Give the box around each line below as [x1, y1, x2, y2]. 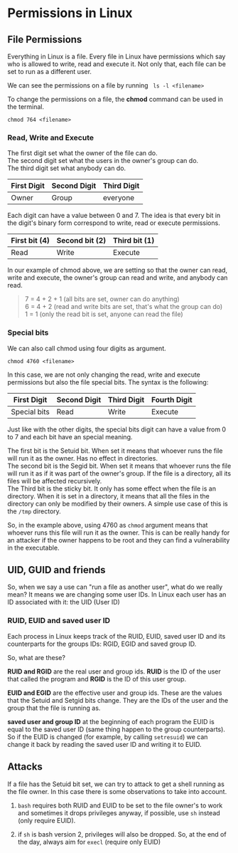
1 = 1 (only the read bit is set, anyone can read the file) [24, 310, 183, 318]
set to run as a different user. [7, 68, 92, 75]
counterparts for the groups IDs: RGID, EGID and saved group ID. [7, 639, 197, 648]
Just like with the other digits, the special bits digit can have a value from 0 [7, 425, 226, 434]
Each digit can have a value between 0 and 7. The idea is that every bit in [7, 211, 221, 220]
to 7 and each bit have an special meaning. [7, 432, 133, 441]
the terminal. [7, 103, 45, 111]
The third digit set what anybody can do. [7, 164, 126, 172]
